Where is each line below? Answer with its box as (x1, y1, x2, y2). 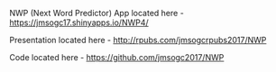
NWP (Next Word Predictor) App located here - (9, 8, 185, 18)
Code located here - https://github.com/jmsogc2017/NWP (9, 52, 225, 62)
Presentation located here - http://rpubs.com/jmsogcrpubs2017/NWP (9, 35, 267, 45)
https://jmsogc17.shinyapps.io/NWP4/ (9, 17, 149, 28)
